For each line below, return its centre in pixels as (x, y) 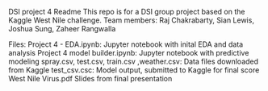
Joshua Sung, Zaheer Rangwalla (62, 29)
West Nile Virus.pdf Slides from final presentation (90, 79)
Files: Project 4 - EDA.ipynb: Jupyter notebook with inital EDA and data (126, 44)
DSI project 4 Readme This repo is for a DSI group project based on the (127, 12)
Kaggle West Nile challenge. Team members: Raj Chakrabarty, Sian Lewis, (131, 20)
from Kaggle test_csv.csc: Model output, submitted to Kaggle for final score (134, 70)
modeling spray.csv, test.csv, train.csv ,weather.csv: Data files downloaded (134, 61)
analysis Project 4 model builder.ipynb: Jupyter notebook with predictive (129, 53)
